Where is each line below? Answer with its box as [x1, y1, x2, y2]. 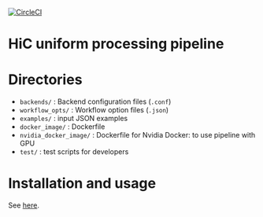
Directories [8, 71, 83, 89]
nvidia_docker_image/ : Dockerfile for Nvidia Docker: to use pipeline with [19, 131, 256, 140]
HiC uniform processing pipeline [8, 35, 224, 53]
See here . [8, 200, 39, 210]
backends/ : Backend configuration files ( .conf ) [19, 97, 172, 106]
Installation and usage [8, 175, 156, 193]
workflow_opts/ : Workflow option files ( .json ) [19, 105, 169, 115]
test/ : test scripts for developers [19, 147, 129, 156]
